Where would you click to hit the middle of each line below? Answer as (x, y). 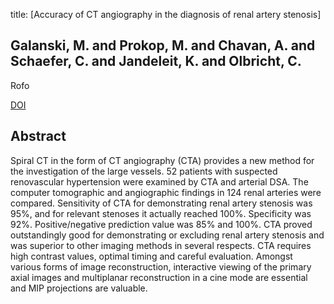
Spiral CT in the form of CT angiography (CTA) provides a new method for (162, 160)
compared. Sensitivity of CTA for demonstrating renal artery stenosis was (161, 203)
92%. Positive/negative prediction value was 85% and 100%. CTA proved (161, 224)
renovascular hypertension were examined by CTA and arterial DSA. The (159, 181)
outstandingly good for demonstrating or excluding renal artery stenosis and (167, 235)
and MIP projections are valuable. (79, 288)
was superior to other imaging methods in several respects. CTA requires (161, 245)
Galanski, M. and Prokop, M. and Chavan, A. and (163, 45)
